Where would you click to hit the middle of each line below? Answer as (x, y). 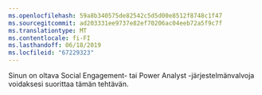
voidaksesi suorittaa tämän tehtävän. (68, 84)
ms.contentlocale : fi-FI (49, 38)
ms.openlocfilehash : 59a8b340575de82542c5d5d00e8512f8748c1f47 (115, 16)
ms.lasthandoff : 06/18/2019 (55, 46)
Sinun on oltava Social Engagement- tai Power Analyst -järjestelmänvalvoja (131, 75)
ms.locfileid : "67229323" (51, 53)
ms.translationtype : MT (48, 30)
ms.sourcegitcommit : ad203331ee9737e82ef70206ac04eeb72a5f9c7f (115, 23)
